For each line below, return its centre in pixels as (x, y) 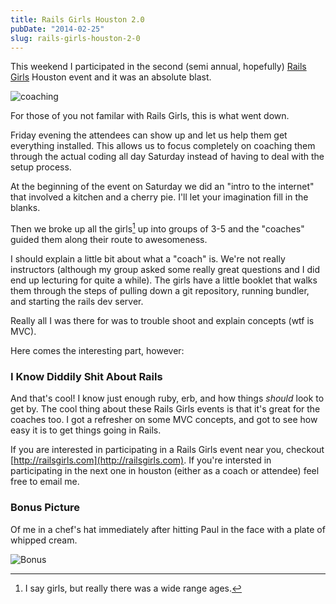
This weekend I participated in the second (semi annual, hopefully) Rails (158, 67)
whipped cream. (44, 540)
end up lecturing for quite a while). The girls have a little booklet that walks (164, 280)
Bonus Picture (45, 508)
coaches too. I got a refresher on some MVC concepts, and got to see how (164, 420)
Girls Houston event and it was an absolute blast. (111, 77)
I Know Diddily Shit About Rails (86, 376)
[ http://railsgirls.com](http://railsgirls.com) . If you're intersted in (141, 460)
